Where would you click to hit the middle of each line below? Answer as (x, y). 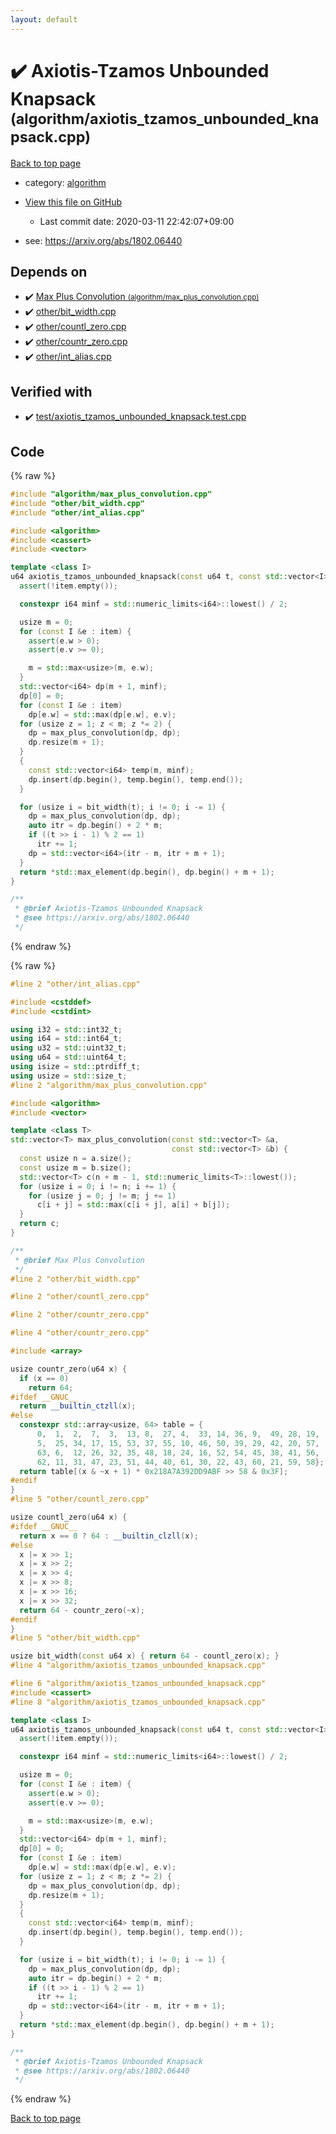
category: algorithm (65, 182)
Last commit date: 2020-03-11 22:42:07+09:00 (137, 221)
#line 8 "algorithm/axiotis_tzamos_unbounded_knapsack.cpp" (138, 1702)
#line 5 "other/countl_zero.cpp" (80, 1499)
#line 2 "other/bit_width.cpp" (75, 1279)
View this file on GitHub (73, 202)
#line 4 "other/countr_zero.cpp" (80, 1333)
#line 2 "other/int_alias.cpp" (75, 984)
